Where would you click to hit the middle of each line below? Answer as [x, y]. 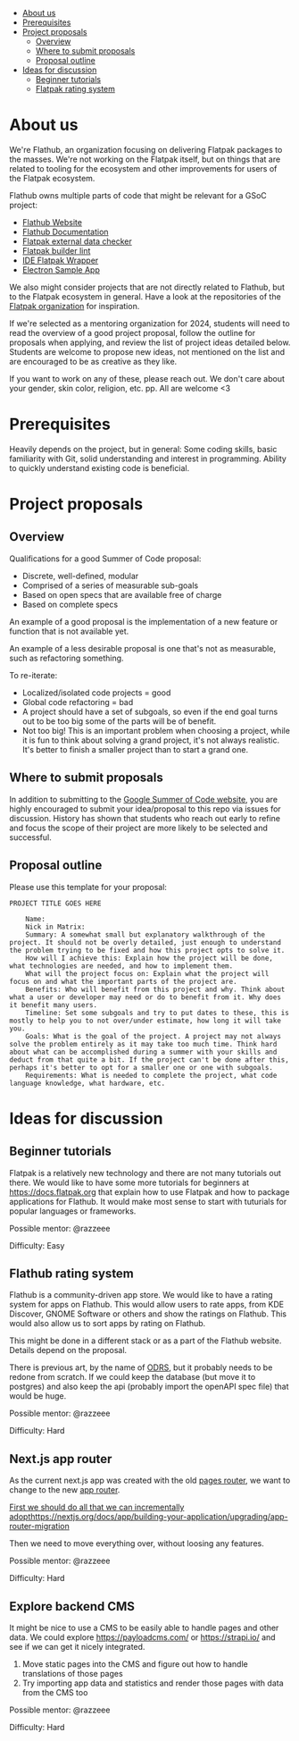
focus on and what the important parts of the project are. [124, 981]
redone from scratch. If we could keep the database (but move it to [133, 1377]
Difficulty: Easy [37, 1245]
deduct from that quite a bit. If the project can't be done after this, [149, 1060]
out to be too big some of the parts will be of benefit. [119, 721]
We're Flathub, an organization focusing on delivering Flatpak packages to [146, 149]
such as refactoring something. [66, 658]
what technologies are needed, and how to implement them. [121, 966]
